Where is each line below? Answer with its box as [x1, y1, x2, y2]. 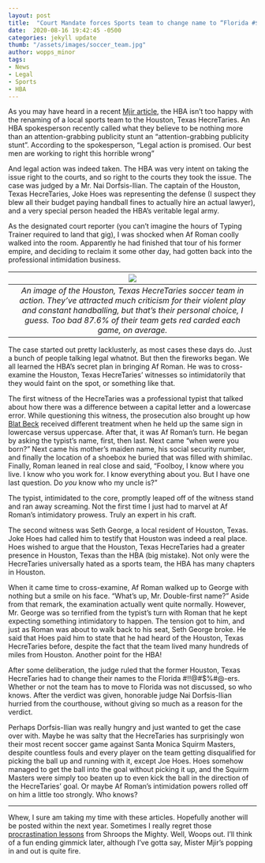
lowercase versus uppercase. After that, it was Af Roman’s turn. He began [8, 428, 248, 437]
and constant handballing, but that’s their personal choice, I [21, 305, 244, 316]
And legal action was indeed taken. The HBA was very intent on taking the [8, 164, 249, 174]
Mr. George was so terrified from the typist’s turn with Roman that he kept [8, 608, 248, 618]
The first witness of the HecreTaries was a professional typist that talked [8, 394, 244, 403]
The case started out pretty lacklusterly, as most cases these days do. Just [8, 345, 252, 354]
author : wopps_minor [8, 48, 77, 56]
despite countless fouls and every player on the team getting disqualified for [8, 748, 256, 758]
